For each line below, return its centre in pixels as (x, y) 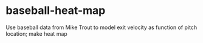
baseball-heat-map (56, 11)
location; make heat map (36, 33)
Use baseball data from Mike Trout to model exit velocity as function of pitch (101, 27)
